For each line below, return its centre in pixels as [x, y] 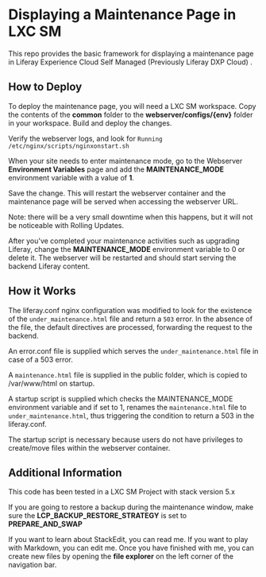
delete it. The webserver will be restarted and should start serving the [122, 258]
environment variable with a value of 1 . [71, 177]
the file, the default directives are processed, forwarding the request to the [130, 327]
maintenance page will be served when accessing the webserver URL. [123, 201]
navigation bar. [33, 565]
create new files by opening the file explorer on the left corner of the [121, 556]
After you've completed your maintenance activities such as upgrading [124, 241]
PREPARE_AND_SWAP [46, 524]
